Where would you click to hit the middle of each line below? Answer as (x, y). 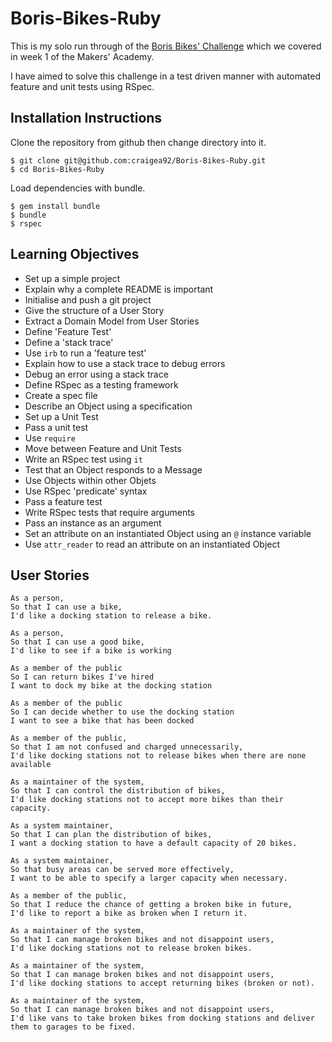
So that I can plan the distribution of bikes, (111, 835)
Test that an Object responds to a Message (113, 469)
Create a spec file (61, 395)
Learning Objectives (75, 254)
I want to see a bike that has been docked (102, 721)
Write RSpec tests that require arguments (109, 512)
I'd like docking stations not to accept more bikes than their (147, 800)
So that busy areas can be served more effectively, (122, 870)
